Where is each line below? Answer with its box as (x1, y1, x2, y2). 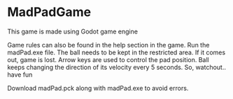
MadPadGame (7, 4, 92, 20)
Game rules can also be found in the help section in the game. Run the (7, 40, 210, 49)
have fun (7, 70, 33, 79)
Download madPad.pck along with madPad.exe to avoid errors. (7, 84, 189, 92)
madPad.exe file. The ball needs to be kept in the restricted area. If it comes (7, 48, 226, 56)
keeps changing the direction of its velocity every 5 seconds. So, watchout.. (7, 63, 226, 71)
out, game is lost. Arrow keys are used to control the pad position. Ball (7, 55, 209, 63)
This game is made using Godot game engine (7, 27, 139, 36)
